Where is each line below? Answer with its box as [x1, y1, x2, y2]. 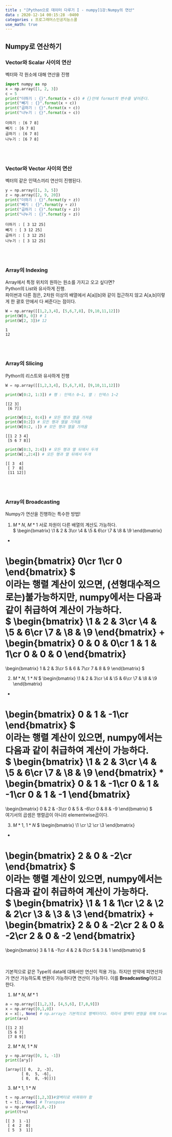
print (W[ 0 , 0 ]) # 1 [5, 313, 47, 318]
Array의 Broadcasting [5, 498, 60, 505]
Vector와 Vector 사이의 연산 [5, 165, 73, 172]
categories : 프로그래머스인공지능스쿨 [5, 17, 78, 22]
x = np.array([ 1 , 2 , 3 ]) [5, 86, 58, 91]
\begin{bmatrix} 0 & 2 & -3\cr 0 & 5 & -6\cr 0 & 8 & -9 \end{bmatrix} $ [5, 806, 153, 812]
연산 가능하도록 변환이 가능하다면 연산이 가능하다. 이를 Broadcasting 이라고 [10, 975, 162, 981]
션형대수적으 [110, 579, 160, 590]
